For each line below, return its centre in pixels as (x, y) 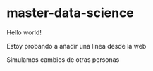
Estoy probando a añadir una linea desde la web (76, 46)
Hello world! (24, 32)
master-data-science (71, 13)
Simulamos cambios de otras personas (63, 59)
